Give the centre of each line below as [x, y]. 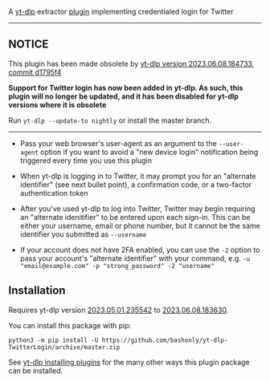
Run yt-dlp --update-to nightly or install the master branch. [110, 120]
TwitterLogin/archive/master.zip [64, 347]
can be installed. [35, 370]
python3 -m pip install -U [53, 340]
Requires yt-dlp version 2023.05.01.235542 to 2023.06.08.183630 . [119, 310]
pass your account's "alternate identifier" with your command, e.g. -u [135, 258]
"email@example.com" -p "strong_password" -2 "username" [117, 266]
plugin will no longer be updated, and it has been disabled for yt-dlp [124, 96]
